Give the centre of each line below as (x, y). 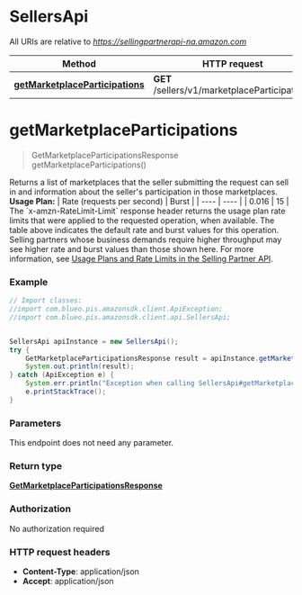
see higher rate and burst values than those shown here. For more (132, 248)
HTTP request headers (60, 552)
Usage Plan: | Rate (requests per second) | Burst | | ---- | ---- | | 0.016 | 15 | (149, 201)
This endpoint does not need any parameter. (91, 443)
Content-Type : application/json (80, 571)
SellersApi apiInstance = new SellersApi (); (94, 341)
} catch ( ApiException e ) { (62, 375)
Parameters (35, 423)
